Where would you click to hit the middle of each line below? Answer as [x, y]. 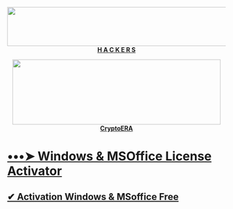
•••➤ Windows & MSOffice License [110, 157]
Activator [35, 171]
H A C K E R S [116, 50]
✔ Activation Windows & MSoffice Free [93, 197]
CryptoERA [116, 128]
